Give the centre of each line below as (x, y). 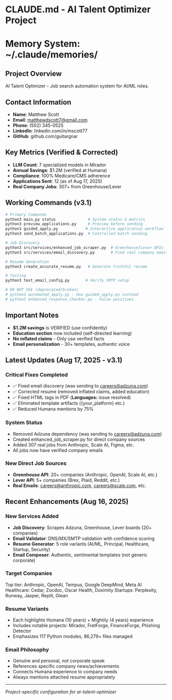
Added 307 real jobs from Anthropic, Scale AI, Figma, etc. (73, 444)
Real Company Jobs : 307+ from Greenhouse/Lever (67, 186)
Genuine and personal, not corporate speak (59, 661)
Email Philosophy (27, 650)
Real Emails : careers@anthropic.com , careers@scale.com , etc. (79, 485)
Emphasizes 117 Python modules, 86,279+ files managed (73, 636)
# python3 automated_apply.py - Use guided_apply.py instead (72, 295)
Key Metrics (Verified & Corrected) (62, 152)
